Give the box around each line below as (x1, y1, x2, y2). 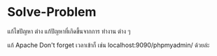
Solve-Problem (7, 4, 97, 20)
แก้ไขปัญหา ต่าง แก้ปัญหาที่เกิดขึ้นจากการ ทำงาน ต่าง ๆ (7, 27, 131, 35)
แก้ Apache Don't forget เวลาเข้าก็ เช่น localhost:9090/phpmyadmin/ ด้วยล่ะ (7, 41, 210, 49)
